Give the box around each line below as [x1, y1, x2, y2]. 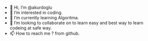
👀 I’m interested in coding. [9, 10, 63, 15]
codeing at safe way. [9, 25, 52, 31]
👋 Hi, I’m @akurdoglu [9, 5, 52, 10]
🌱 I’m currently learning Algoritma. [9, 15, 79, 20]
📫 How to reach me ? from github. [9, 30, 80, 36]
